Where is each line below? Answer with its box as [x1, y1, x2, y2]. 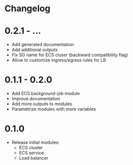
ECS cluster [19, 145, 43, 150]
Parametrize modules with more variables [11, 106, 96, 112]
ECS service [19, 150, 44, 156]
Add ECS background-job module [11, 91, 80, 96]
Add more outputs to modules [11, 101, 72, 107]
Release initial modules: [11, 140, 60, 145]
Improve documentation [11, 96, 60, 102]
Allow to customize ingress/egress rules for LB [11, 57, 106, 63]
